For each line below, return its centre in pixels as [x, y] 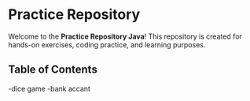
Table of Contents [53, 70]
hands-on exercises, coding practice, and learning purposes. [107, 44]
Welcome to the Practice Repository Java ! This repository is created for [125, 36]
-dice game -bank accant [49, 88]
